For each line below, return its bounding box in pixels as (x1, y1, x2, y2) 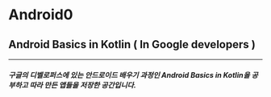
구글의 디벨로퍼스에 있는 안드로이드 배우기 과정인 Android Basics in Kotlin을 (8, 70, 250, 79)
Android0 (8, 6, 73, 24)
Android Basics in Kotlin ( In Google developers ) (8, 38, 256, 51)
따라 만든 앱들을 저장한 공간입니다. (29, 80, 137, 90)
